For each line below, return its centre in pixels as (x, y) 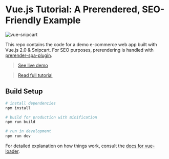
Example (62, 20)
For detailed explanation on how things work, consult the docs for (75, 146)
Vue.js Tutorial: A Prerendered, (73, 9)
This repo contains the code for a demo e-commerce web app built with (81, 44)
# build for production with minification (51, 117)
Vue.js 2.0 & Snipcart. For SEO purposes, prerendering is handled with (79, 50)
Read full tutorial (35, 75)
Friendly (23, 20)
